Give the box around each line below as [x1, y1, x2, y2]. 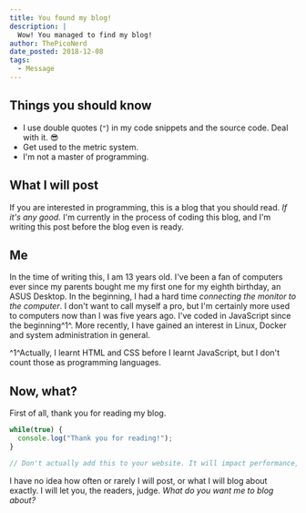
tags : [9, 56, 30, 65]
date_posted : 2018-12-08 [9, 47, 104, 56]
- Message [17, 65, 55, 74]
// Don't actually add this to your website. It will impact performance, [9, 458, 300, 467]
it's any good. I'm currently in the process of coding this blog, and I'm [9, 211, 271, 222]
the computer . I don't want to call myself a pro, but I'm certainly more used [9, 301, 290, 312]
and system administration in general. [9, 330, 150, 341]
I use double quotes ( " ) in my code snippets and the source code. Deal [22, 122, 289, 133]
